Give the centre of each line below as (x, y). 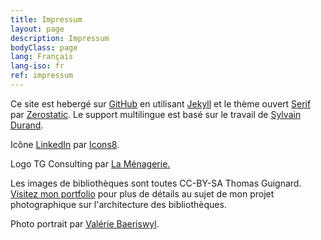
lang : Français (42, 57)
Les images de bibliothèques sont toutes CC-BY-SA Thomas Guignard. (156, 183)
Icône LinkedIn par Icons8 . (65, 144)
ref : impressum (42, 76)
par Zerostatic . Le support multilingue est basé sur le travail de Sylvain (156, 114)
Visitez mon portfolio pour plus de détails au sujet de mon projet (142, 193)
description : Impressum (60, 38)
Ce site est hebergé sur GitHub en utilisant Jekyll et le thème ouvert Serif (161, 103)
